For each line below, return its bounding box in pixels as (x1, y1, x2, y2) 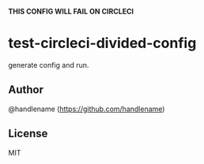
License (8, 127, 48, 140)
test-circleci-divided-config (8, 35, 197, 52)
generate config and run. (8, 60, 89, 69)
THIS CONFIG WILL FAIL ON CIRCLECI (8, 7, 134, 16)
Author (8, 83, 43, 97)
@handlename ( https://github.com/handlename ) (8, 104, 165, 114)
